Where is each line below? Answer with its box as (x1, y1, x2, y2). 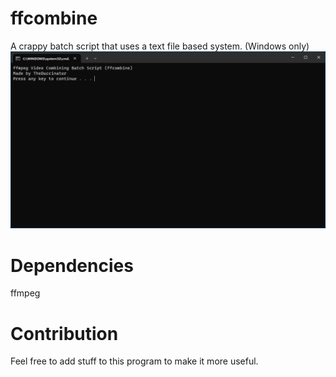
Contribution (10, 322, 119, 345)
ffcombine (10, 7, 98, 30)
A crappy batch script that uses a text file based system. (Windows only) (10, 40, 310, 52)
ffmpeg (10, 287, 41, 299)
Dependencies (10, 254, 134, 277)
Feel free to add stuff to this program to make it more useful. (10, 355, 259, 367)
